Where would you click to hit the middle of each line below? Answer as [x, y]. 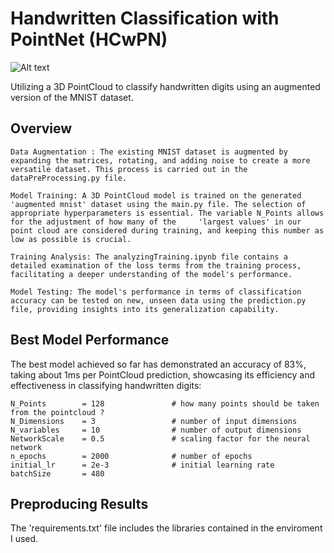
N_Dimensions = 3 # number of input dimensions [154, 421]
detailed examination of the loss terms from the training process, [156, 265]
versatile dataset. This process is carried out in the [129, 169]
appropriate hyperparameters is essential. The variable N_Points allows [167, 213]
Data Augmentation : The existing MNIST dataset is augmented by [149, 152]
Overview [41, 128]
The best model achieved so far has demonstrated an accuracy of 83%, [158, 364]
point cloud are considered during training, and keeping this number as [167, 230]
